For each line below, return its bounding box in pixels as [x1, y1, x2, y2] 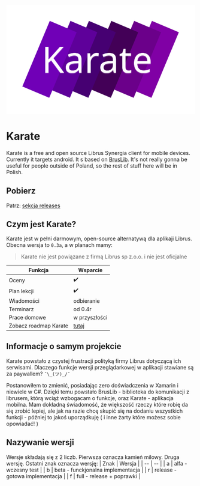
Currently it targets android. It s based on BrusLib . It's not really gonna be [6, 156, 187, 163]
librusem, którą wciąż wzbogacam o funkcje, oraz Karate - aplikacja [6, 394, 174, 401]
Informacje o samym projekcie [6, 341, 122, 351]
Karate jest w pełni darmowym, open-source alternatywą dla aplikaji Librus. [6, 235, 193, 242]
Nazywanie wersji [6, 437, 74, 448]
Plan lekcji [8, 287, 34, 294]
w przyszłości [73, 314, 108, 321]
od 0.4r [73, 305, 92, 312]
